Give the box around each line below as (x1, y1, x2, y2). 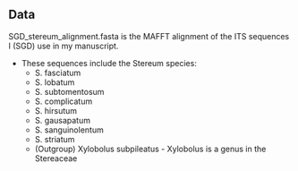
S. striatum (34, 133, 75, 144)
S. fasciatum (34, 67, 81, 78)
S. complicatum (34, 96, 93, 107)
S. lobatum (34, 76, 75, 88)
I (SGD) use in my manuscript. (8, 40, 119, 51)
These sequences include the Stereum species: (21, 57, 198, 68)
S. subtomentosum (34, 86, 105, 97)
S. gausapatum (34, 115, 91, 125)
